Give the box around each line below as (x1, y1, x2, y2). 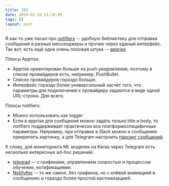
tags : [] (5, 17, 24, 22)
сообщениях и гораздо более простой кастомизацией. (12, 175, 132, 181)
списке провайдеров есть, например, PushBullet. (12, 71, 120, 78)
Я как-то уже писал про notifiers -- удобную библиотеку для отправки (5, 35, 158, 42)
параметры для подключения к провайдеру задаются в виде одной (12, 87, 160, 94)
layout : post (5, 21, 33, 27)
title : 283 (5, 7, 28, 13)
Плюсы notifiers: (5, 102, 41, 109)
